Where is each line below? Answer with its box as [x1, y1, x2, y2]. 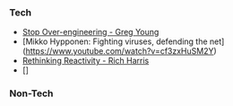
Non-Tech [9, 87, 54, 100]
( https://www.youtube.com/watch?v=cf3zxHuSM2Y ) [22, 46, 217, 57]
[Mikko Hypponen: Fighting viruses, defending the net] [22, 36, 225, 47]
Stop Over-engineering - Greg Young [22, 27, 160, 38]
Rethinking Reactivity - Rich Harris [22, 56, 150, 66]
